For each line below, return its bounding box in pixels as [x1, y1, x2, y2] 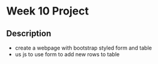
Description [6, 28, 51, 39]
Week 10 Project [6, 4, 89, 18]
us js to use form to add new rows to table [14, 51, 120, 58]
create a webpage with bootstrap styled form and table [14, 44, 152, 51]
